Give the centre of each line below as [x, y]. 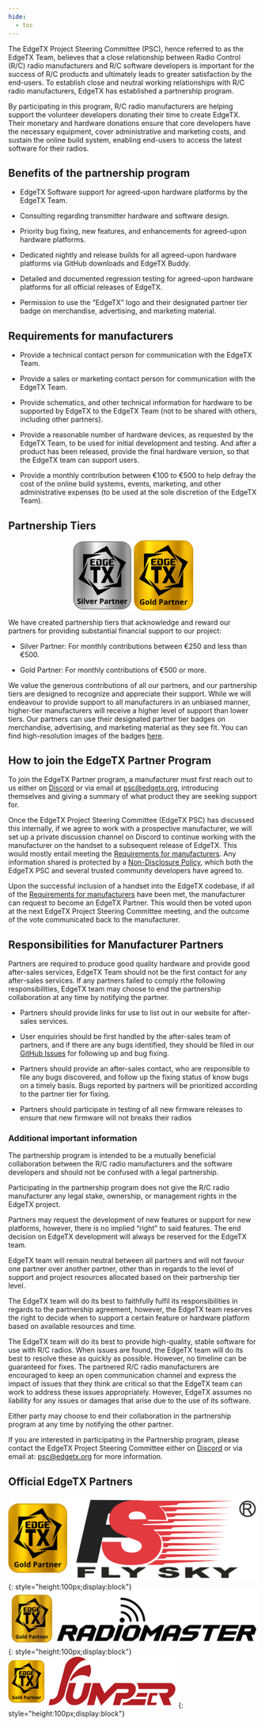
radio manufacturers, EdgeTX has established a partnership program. [121, 90]
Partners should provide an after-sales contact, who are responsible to [135, 1069]
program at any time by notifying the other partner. [91, 1424]
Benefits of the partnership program [99, 173]
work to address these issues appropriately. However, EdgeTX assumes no [130, 1392]
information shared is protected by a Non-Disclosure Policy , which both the [131, 862]
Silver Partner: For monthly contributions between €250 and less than [133, 646]
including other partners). [61, 419]
